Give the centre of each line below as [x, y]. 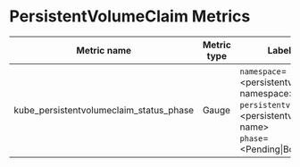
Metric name [104, 50]
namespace [260, 71]
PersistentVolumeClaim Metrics [130, 17]
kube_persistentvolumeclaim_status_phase [104, 110]
